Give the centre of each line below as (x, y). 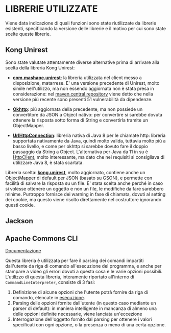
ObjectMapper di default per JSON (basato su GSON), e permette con (79, 178)
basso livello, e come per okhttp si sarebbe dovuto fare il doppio (80, 146)
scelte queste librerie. (28, 34)
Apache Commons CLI (42, 238)
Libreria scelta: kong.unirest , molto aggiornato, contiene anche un (75, 172)
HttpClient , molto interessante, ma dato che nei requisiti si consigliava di (89, 157)
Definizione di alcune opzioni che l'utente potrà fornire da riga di (80, 292)
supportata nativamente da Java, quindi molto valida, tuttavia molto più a (89, 140)
